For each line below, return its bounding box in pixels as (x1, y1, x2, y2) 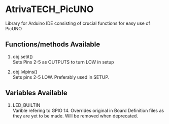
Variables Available (5, 89, 67, 97)
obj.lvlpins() (12, 69, 38, 75)
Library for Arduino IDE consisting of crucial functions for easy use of (5, 20, 151, 26)
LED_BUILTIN (12, 102, 41, 108)
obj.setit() (12, 53, 33, 59)
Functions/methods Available (5, 40, 100, 49)
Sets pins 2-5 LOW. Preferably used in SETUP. (12, 74, 110, 80)
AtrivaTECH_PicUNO (5, 4, 94, 15)
